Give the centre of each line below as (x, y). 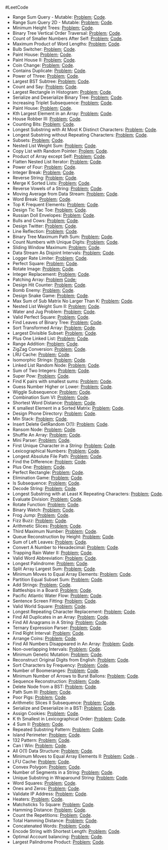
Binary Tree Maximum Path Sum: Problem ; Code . (63, 237)
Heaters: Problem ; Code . (38, 799)
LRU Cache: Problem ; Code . (41, 354)
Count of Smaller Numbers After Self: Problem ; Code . (67, 38)
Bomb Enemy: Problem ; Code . (44, 290)
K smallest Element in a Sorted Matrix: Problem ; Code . (68, 408)
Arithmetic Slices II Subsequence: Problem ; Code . (64, 703)
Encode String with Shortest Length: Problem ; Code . (67, 831)
